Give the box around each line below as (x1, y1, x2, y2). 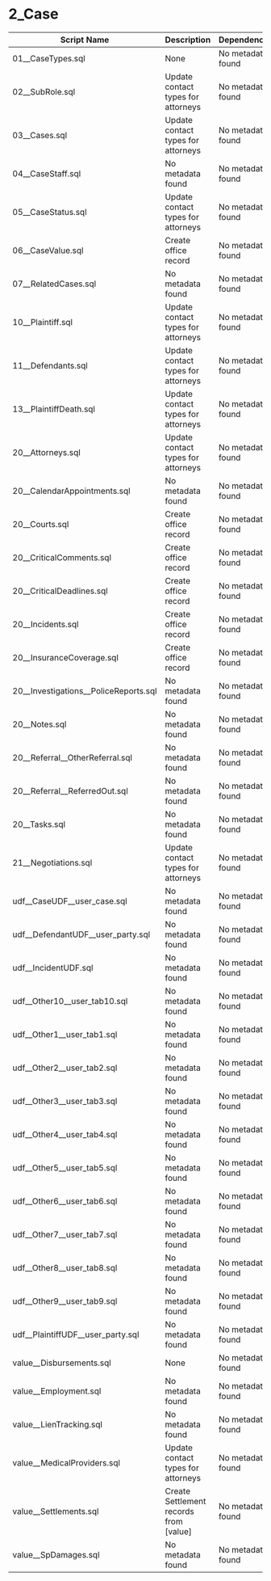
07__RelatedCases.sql (12, 278, 97, 289)
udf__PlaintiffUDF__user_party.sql (12, 1329, 140, 1340)
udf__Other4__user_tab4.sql (12, 1128, 118, 1140)
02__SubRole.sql (12, 86, 76, 97)
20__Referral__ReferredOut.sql (12, 785, 129, 796)
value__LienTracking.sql (12, 1419, 103, 1430)
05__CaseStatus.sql (12, 206, 87, 217)
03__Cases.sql (12, 129, 68, 141)
